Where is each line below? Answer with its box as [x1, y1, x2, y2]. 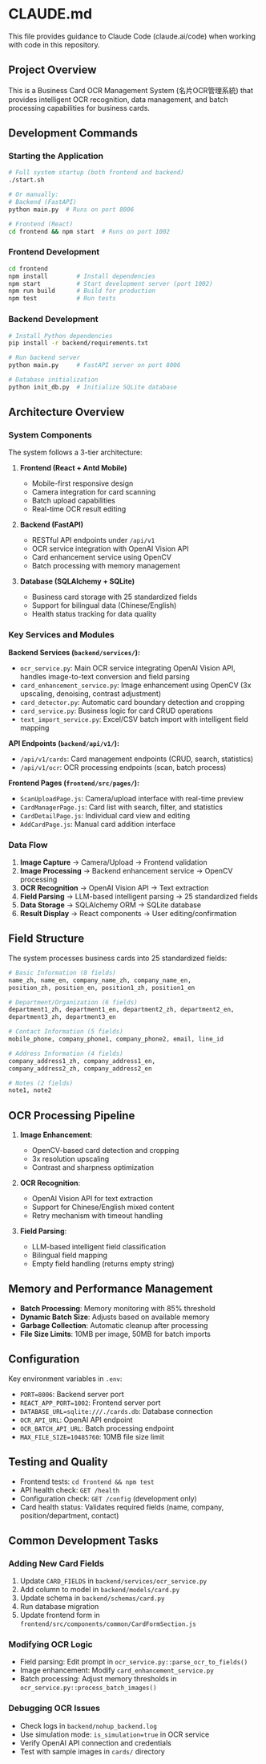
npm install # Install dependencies [8, 272, 156, 280]
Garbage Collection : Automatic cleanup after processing [19, 1320, 208, 1330]
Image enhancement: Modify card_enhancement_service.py [19, 1665, 214, 1675]
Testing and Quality [8, 1455, 108, 1469]
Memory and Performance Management [8, 1282, 213, 1296]
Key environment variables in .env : [8, 1374, 123, 1383]
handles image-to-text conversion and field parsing [19, 671, 190, 681]
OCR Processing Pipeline [8, 1109, 135, 1122]
